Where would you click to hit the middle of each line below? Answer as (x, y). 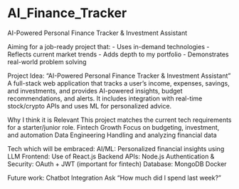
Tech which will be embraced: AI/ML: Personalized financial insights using (116, 148)
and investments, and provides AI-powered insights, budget (95, 91)
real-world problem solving (47, 61)
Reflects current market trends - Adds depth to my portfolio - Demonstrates (118, 54)
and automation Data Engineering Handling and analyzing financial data (112, 135)
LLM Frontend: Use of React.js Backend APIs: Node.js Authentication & (111, 156)
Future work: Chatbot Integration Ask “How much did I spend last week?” (115, 178)
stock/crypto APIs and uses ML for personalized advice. (90, 106)
